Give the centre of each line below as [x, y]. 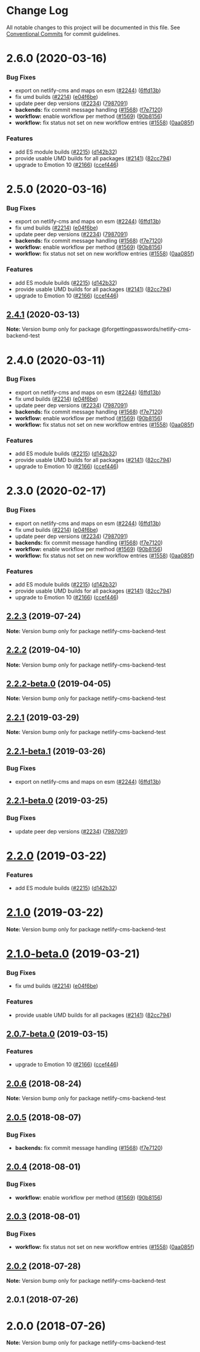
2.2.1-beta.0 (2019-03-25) [57, 801]
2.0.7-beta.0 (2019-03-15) [57, 1034]
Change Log [37, 11]
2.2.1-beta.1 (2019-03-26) [56, 751]
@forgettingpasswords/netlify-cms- [146, 329]
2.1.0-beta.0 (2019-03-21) [73, 954]
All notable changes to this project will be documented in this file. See [93, 27]
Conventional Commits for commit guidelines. [63, 33]
